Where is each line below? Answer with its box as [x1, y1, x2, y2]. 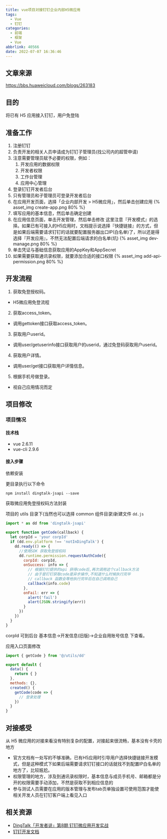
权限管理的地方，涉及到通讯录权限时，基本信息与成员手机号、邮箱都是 [12, 774, 157, 780]
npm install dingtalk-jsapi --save [5, 491, 80, 496]
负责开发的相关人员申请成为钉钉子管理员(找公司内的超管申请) [12, 148, 139, 155]
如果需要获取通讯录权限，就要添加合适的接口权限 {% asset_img [12, 253, 143, 259]
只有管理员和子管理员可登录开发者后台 [12, 192, 91, 198]
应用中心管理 [20, 180, 47, 186]
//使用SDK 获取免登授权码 [18, 548, 66, 553]
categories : [5, 26, 30, 31]
